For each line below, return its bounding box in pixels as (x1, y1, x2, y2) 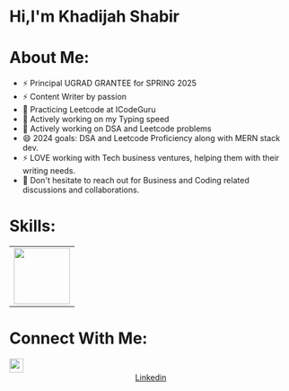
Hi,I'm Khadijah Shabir (9, 6, 180, 27)
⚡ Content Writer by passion (22, 92, 127, 102)
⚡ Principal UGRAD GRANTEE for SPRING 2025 (22, 78, 197, 89)
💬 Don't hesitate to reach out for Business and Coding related (22, 175, 250, 186)
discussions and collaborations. (22, 184, 140, 195)
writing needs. (22, 165, 76, 176)
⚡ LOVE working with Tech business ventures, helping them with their (22, 153, 280, 164)
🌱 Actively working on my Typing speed (22, 114, 170, 125)
